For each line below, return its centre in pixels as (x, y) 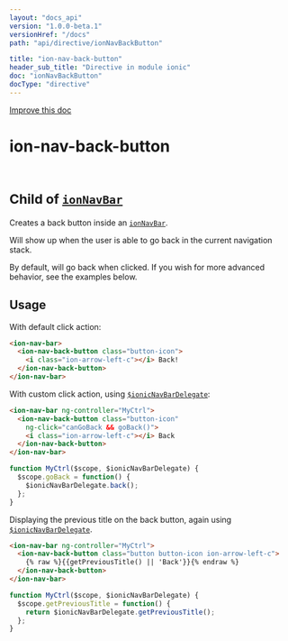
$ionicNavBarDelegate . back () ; (82, 485)
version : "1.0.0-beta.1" (56, 26)
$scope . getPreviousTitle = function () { (94, 604)
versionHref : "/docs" (50, 34)
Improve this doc (40, 110)
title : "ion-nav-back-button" (66, 60)
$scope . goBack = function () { (74, 477)
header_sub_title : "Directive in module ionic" (100, 68)
